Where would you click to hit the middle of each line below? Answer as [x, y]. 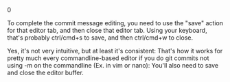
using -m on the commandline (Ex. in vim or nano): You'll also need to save [113, 65]
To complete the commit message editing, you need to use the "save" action [115, 23]
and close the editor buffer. [45, 72]
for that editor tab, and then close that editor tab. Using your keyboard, [107, 30]
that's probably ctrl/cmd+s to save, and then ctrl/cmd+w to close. [100, 38]
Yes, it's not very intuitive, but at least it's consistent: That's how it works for [115, 51]
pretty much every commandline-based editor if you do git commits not [108, 58]
